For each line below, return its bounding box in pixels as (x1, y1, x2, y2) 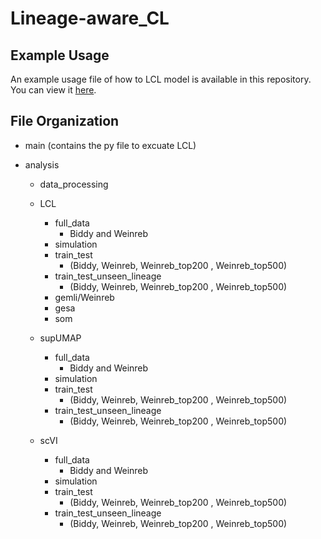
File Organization (10, 113, 120, 130)
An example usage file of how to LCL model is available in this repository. (10, 73, 312, 85)
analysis (24, 158, 60, 171)
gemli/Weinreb (54, 291, 115, 303)
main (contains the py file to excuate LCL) (24, 139, 197, 151)
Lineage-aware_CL (10, 7, 170, 30)
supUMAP (39, 332, 82, 344)
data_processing (39, 178, 109, 190)
